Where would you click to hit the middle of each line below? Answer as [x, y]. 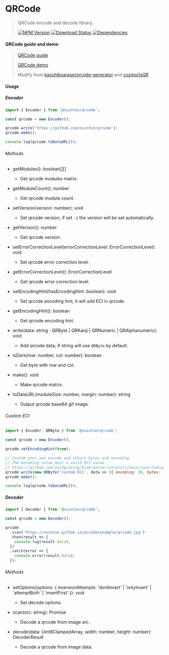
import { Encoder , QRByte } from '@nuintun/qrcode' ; [62, 431]
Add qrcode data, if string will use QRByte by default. [74, 346]
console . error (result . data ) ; [45, 556]
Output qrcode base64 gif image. [55, 404]
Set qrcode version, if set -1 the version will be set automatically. [87, 218]
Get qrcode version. [40, 237]
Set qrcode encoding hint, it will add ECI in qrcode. [73, 301]
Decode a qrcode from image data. [56, 647]
